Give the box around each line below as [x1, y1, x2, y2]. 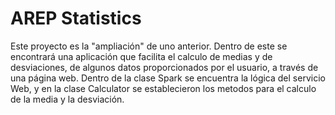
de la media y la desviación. [10, 93, 125, 105]
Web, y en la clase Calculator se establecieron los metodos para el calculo [10, 82, 317, 94]
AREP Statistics [10, 7, 142, 30]
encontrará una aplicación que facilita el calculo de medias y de [10, 50, 273, 62]
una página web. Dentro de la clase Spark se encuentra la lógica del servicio [10, 72, 326, 84]
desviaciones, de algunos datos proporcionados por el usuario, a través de [10, 61, 319, 73]
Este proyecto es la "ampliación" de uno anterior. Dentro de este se [10, 40, 288, 52]
